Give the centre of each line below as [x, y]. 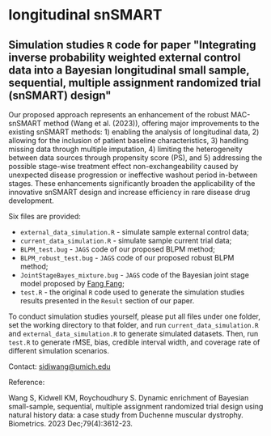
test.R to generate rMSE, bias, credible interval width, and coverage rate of [134, 342]
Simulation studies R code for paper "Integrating [132, 45]
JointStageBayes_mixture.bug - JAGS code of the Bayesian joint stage [134, 275]
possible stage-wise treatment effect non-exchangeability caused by [123, 166]
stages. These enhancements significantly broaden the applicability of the [132, 183]
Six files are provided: [44, 216]
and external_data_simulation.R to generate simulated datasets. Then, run [133, 334]
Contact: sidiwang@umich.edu [59, 366]
